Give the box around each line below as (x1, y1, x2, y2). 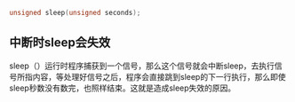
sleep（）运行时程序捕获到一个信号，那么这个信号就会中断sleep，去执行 (9, 60, 275, 71)
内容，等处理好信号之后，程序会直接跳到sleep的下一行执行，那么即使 (32, 71, 286, 82)
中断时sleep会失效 (9, 35, 111, 51)
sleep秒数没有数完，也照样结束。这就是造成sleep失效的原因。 (9, 82, 236, 93)
